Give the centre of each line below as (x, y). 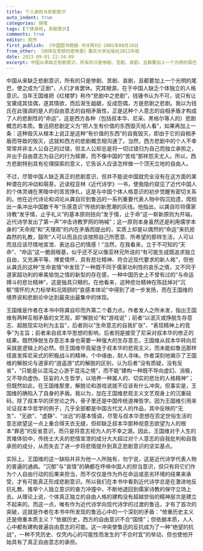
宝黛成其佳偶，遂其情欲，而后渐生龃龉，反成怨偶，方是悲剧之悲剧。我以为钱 (101, 103)
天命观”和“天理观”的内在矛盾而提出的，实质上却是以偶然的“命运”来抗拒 (107, 229)
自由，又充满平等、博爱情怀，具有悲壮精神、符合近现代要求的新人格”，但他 (100, 259)
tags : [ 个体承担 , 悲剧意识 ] (38, 29)
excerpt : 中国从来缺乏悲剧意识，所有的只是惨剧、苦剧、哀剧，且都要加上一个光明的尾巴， (104, 62)
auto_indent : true (29, 18)
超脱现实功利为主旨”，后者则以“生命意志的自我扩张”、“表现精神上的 (101, 325)
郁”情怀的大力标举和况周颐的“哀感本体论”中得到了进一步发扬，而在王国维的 (100, 289)
